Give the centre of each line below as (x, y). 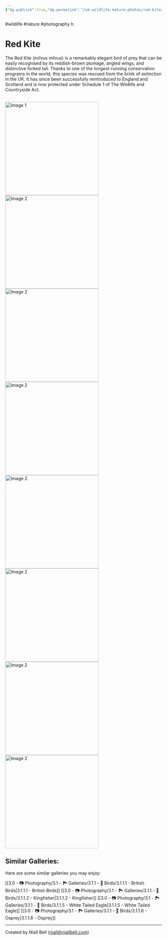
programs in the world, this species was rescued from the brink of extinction (83, 74)
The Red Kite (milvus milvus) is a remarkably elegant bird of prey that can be (84, 58)
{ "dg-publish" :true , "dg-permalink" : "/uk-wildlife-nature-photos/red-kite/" (85, 10)
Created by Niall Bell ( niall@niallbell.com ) (47, 932)
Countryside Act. (22, 90)
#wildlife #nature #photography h (39, 24)
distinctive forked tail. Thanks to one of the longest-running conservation (80, 68)
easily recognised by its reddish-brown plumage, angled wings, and (75, 63)
